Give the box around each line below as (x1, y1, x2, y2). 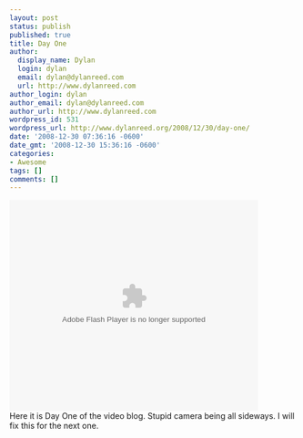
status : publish (9, 22, 71, 31)
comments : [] (9, 174, 59, 183)
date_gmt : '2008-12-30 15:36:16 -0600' (9, 141, 161, 150)
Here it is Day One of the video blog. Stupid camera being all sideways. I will (9, 411, 295, 422)
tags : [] (9, 166, 43, 175)
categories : (9, 149, 55, 158)
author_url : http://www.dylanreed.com (9, 107, 157, 116)
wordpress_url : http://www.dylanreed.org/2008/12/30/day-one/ (9, 124, 250, 133)
